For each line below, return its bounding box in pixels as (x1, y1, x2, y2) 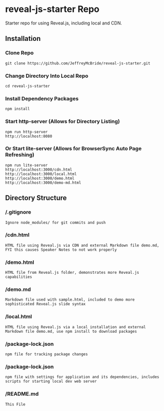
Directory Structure (5, 194, 67, 203)
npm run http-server (5, 129, 48, 134)
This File (5, 402, 26, 407)
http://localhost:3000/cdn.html (5, 167, 72, 172)
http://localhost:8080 (5, 134, 52, 139)
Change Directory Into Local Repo (5, 72, 89, 79)
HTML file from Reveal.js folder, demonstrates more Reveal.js (5, 270, 140, 275)
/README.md (5, 391, 39, 398)
